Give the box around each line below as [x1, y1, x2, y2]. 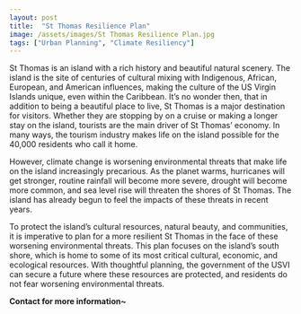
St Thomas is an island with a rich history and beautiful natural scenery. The [9, 63, 290, 74]
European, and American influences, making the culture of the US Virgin [9, 82, 277, 92]
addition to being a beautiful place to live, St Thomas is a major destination [9, 100, 286, 112]
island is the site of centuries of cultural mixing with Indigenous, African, [9, 73, 277, 83]
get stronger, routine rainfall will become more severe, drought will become [9, 176, 288, 187]
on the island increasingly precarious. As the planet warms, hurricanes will [9, 166, 286, 177]
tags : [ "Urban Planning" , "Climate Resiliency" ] [9, 38, 195, 48]
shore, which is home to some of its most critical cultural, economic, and [9, 250, 279, 261]
